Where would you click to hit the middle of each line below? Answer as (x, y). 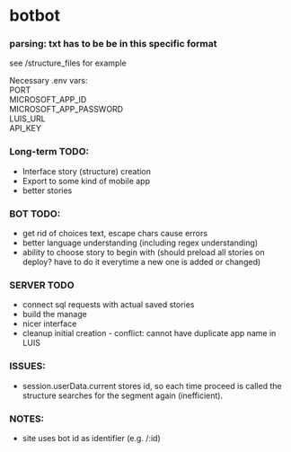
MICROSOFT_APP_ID (48, 100)
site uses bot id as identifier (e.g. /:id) (92, 438)
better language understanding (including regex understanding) (140, 243)
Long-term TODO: (49, 152)
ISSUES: (28, 367)
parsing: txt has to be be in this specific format (113, 44)
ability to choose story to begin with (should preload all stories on (143, 253)
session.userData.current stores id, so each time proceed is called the (152, 386)
